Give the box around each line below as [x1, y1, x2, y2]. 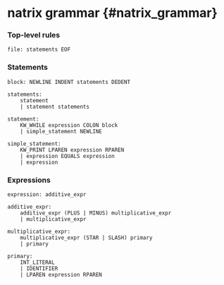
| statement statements [20, 103, 90, 110]
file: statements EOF [7, 46, 71, 54]
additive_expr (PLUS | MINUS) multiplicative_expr [20, 210, 172, 217]
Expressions [7, 175, 51, 185]
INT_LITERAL [20, 259, 55, 266]
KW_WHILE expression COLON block [20, 121, 118, 128]
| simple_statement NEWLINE [20, 128, 102, 135]
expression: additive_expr [7, 191, 87, 198]
